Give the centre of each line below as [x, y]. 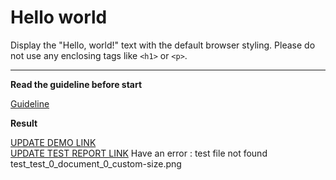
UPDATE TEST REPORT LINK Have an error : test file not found [139, 153]
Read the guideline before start [76, 84]
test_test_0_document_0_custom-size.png [96, 163]
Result [24, 123]
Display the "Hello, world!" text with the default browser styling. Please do [163, 45]
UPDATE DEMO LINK [53, 142]
